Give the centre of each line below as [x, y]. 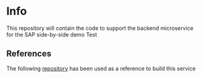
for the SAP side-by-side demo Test [52, 34]
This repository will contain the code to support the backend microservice [100, 28]
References [29, 54]
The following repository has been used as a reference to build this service [101, 68]
